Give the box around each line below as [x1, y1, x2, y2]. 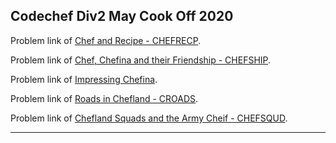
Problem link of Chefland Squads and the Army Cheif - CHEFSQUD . [10, 112, 288, 124]
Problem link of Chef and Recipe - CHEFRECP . [10, 34, 202, 46]
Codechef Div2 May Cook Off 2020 [10, 8, 234, 25]
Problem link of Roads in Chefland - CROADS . [10, 92, 199, 104]
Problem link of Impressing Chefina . [10, 73, 158, 85]
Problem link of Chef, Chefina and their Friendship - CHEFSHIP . [10, 54, 272, 66]
